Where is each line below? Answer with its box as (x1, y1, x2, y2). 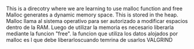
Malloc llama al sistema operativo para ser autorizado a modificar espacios (6, 18, 188, 24)
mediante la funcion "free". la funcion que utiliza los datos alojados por (6, 30, 178, 37)
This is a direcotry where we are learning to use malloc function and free (6, 5, 183, 12)
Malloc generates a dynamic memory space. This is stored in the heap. (6, 11, 179, 18)
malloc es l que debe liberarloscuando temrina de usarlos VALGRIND (6, 37, 173, 43)
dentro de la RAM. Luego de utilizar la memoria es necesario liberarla (6, 24, 174, 31)
